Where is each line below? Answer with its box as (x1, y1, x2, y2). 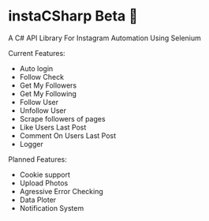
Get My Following (19, 88, 77, 98)
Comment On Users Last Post (19, 130, 117, 140)
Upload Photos (19, 178, 69, 188)
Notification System (19, 203, 84, 212)
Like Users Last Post (19, 122, 87, 132)
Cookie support (19, 170, 71, 179)
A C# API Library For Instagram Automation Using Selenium (8, 33, 201, 43)
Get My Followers (19, 81, 77, 90)
